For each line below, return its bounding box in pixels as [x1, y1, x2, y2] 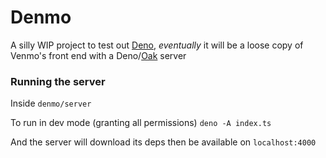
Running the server [10, 74, 106, 88]
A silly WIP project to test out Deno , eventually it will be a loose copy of [10, 39, 304, 51]
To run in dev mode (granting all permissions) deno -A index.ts [10, 117, 272, 129]
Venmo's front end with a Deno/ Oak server [10, 49, 187, 61]
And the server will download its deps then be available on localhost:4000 [10, 136, 317, 148]
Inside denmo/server [10, 97, 92, 110]
